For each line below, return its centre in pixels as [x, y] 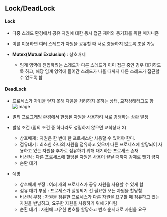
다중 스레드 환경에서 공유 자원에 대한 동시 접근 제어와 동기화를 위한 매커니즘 [86, 33]
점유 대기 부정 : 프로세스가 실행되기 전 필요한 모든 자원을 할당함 [81, 190]
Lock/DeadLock [30, 8]
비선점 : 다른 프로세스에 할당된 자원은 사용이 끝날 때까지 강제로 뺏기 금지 [90, 157]
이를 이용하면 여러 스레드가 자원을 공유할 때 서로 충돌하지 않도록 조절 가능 [83, 43]
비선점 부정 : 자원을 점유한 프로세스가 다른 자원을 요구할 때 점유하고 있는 [90, 197]
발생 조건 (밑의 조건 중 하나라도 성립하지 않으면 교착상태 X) [69, 127]
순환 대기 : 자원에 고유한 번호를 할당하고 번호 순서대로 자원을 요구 [83, 209]
